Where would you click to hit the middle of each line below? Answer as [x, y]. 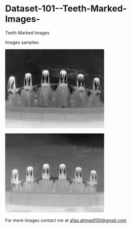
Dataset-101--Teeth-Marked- [66, 9]
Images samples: [22, 42]
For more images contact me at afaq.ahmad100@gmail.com [66, 220]
